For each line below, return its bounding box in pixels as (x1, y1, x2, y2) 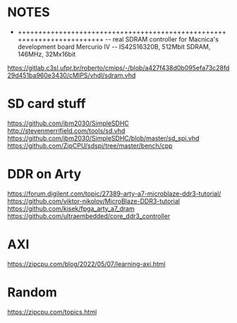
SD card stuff (7, 96, 86, 112)
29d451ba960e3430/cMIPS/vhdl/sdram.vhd (7, 71, 136, 80)
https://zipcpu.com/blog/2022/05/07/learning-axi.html (7, 260, 166, 268)
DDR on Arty (7, 166, 82, 182)
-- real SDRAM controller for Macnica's (105, 34, 219, 43)
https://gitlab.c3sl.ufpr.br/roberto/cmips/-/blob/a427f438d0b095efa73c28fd (7, 63, 230, 72)
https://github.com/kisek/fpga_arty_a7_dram (7, 204, 135, 213)
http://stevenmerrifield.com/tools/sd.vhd (7, 126, 126, 134)
